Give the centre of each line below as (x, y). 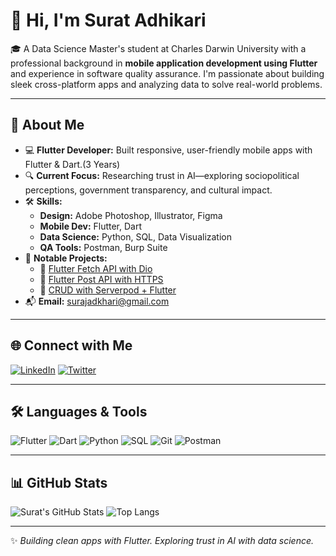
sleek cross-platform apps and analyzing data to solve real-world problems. (166, 84)
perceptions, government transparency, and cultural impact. (148, 190)
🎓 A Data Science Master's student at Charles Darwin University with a (158, 48)
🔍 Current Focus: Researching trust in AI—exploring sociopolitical (162, 175)
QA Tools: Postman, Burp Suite (103, 247)
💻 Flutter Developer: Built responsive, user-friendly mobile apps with (168, 150)
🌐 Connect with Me (71, 345)
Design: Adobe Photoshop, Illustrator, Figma (131, 215)
